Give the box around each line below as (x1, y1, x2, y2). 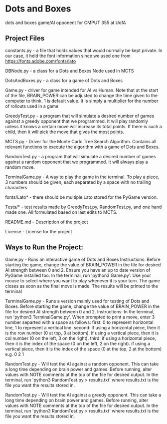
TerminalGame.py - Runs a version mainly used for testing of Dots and (5, 298, 150, 304)
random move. (5, 164, 35, 170)
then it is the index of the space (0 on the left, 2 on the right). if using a (5, 340, 151, 346)
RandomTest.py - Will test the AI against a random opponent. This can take (5, 361, 159, 367)
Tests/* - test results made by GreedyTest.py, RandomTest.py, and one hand (5, 204, 162, 210)
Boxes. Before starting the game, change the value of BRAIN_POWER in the (5, 303, 160, 309)
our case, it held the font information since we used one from (5, 53, 131, 59)
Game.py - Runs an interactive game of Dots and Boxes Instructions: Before (5, 256, 161, 262)
